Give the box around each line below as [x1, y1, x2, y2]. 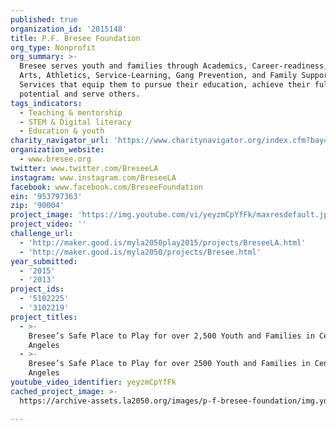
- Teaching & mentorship [19, 107, 123, 118]
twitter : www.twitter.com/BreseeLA [10, 163, 159, 173]
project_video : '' [10, 219, 87, 230]
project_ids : [10, 284, 65, 295]
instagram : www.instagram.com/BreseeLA [10, 172, 177, 183]
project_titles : [10, 312, 78, 322]
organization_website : [10, 145, 105, 155]
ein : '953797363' [10, 191, 83, 201]
